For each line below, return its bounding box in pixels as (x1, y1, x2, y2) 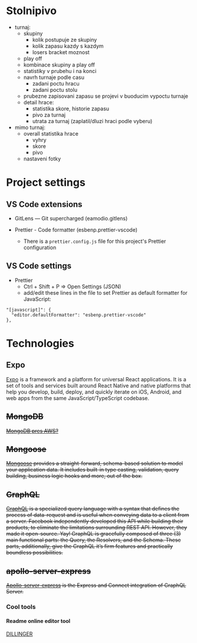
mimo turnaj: (14, 124, 45, 131)
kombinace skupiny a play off (23, 61, 96, 68)
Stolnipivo (6, 4, 57, 18)
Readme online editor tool (6, 617, 71, 624)
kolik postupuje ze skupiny (32, 36, 97, 43)
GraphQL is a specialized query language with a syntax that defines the (6, 505, 180, 512)
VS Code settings (6, 261, 72, 271)
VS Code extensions (6, 199, 83, 209)
